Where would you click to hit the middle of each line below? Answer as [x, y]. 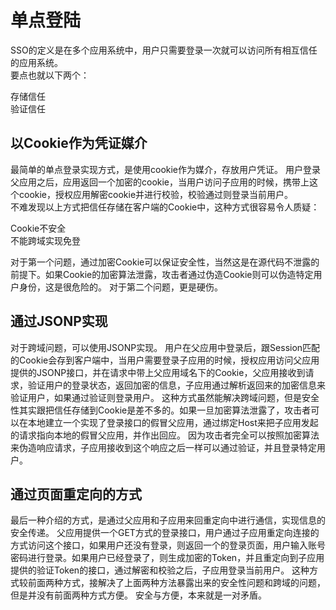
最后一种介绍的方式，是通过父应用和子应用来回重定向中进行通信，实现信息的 [168, 520]
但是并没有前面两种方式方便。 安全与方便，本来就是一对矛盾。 [138, 595]
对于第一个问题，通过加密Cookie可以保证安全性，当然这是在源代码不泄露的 [165, 262]
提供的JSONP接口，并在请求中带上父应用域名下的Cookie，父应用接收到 [158, 372]
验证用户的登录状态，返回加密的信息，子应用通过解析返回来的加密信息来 [176, 385]
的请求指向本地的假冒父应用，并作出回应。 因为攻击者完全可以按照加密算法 [165, 435]
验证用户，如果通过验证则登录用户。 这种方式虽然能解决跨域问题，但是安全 [165, 397]
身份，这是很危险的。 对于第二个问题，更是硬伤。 [120, 287]
